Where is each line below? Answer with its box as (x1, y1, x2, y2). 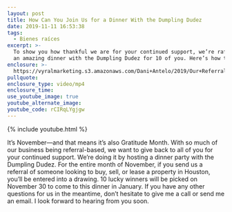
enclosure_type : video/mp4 (7, 81, 85, 87)
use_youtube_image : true (7, 94, 79, 100)
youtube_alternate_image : (7, 100, 81, 107)
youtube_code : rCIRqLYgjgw (7, 106, 85, 113)
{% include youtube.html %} (7, 125, 88, 133)
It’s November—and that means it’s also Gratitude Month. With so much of (7, 138, 218, 147)
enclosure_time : (7, 87, 54, 94)
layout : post (7, 10, 45, 17)
